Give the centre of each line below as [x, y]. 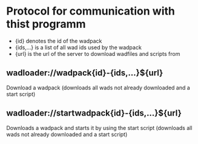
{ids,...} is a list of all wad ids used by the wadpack [78, 47]
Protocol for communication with [91, 11]
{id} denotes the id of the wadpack [58, 41]
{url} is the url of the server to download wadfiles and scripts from [97, 53]
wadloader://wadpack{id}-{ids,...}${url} [85, 73]
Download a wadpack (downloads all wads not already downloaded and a [98, 87]
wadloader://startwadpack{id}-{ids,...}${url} [94, 113]
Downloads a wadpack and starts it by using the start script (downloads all [99, 128]
